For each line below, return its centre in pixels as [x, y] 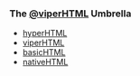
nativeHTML [45, 62]
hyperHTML [45, 33]
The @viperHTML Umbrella [70, 14]
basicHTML [44, 52]
